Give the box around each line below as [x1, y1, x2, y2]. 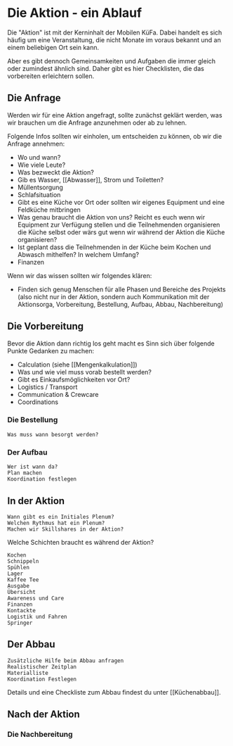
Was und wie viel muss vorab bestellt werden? [17, 367, 152, 376]
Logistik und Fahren [7, 613, 68, 620]
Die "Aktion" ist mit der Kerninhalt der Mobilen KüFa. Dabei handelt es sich [7, 28, 222, 37]
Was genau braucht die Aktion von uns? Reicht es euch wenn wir [17, 213, 206, 221]
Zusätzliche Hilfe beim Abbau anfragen [7, 657, 124, 664]
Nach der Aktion [7, 709, 81, 721]
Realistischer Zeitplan [7, 663, 77, 670]
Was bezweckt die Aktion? [17, 167, 95, 177]
